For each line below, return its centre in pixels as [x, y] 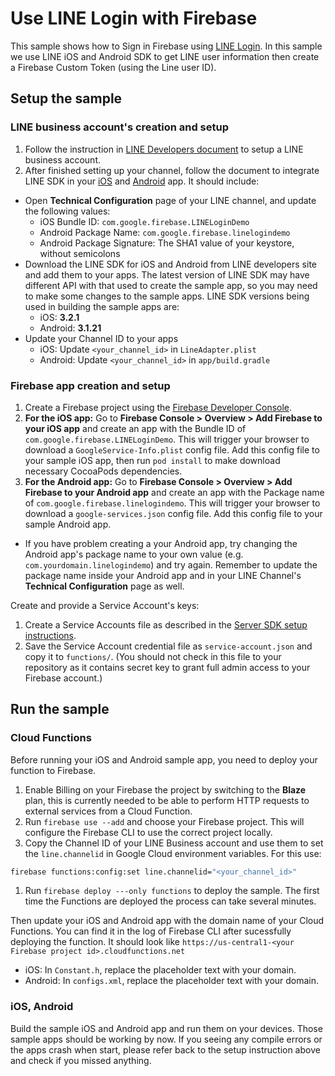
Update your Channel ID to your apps [101, 338]
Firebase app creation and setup [90, 385]
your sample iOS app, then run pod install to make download [152, 460]
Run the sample [60, 709]
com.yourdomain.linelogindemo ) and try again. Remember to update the [171, 564]
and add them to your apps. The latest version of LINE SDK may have [167, 274]
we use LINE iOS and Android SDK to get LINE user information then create [165, 56]
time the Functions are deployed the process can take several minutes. [170, 901]
